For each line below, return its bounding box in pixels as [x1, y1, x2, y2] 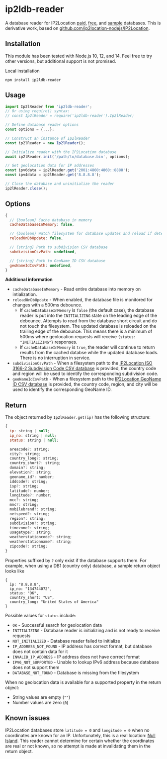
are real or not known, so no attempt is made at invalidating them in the [5, 743, 151, 749]
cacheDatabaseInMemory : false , [9, 222, 75, 227]
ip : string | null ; [9, 429, 50, 434]
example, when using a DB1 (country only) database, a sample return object [5, 563, 161, 569]
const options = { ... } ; [5, 127, 55, 132]
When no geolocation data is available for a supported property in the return [5, 679, 162, 685]
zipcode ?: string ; [9, 544, 48, 549]
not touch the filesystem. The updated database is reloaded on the [19, 323, 157, 329]
